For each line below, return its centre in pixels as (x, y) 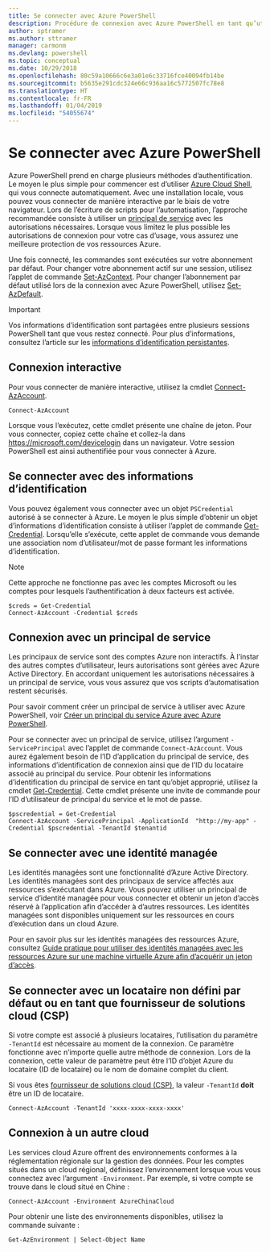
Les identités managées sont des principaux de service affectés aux (121, 881)
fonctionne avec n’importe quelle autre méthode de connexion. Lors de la (130, 1052)
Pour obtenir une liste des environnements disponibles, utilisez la (116, 1216)
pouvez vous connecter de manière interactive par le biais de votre (119, 201)
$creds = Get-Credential (50, 605)
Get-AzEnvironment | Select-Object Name (77, 1240)
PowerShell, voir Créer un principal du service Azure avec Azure (115, 715)
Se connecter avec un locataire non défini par (125, 990)
